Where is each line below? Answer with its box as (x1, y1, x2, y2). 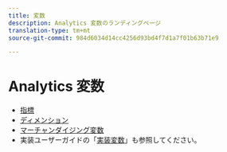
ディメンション (19, 115, 69, 125)
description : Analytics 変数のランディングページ (8, 19, 162, 27)
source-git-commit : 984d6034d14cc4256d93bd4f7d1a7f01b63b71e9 (8, 33, 219, 42)
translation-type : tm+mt (8, 26, 91, 34)
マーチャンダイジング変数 (19, 125, 104, 135)
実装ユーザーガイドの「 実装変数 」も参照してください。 (19, 135, 202, 145)
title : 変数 (8, 11, 45, 20)
